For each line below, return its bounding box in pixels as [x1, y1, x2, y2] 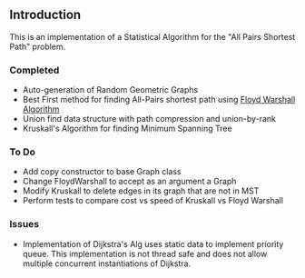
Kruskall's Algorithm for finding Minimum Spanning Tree [22, 123, 233, 134]
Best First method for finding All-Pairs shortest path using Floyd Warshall [22, 94, 296, 105]
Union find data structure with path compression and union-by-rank [22, 114, 277, 124]
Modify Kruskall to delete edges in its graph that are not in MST [22, 185, 260, 196]
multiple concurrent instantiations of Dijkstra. [22, 258, 192, 269]
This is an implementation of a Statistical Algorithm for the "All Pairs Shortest [9, 31, 296, 42]
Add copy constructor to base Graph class [22, 166, 182, 177]
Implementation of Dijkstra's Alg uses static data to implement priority [22, 238, 284, 249]
